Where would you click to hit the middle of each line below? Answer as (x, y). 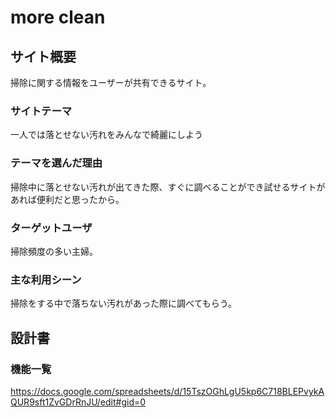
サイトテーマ (41, 111)
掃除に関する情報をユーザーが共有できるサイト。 (111, 82)
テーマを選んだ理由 (56, 163)
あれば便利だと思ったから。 (67, 199)
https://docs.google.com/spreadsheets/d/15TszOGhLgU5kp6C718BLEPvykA (167, 391)
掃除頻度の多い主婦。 (54, 251)
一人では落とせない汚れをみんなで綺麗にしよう (106, 135)
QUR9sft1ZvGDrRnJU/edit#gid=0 (78, 402)
